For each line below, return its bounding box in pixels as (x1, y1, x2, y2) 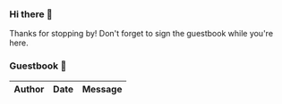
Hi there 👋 (9, 8, 54, 20)
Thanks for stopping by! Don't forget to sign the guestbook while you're (9, 28, 274, 39)
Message (81, 83, 123, 95)
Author (13, 83, 45, 95)
